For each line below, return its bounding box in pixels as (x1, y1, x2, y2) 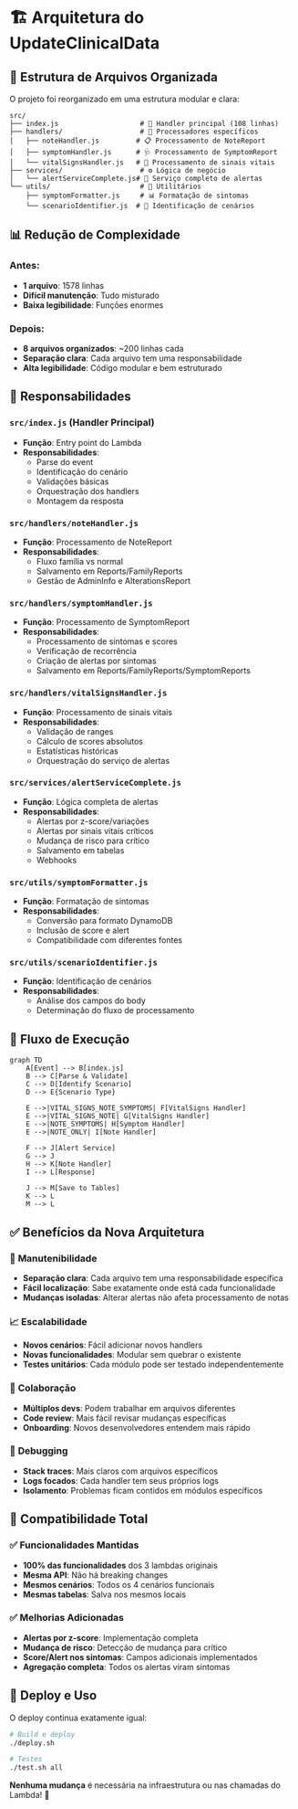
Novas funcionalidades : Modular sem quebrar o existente (22, 1349, 241, 1360)
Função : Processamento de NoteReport (22, 536, 172, 547)
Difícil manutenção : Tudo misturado (22, 290, 159, 301)
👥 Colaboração (9, 1381, 77, 1394)
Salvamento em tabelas (36, 844, 125, 855)
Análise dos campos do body (36, 995, 146, 1006)
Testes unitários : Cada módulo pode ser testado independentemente (22, 1359, 284, 1370)
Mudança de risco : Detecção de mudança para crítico (22, 1642, 228, 1653)
